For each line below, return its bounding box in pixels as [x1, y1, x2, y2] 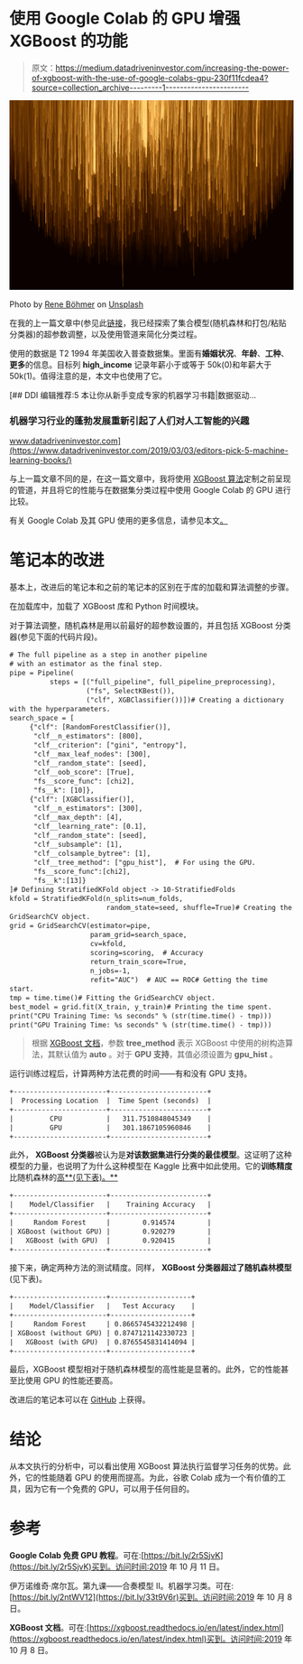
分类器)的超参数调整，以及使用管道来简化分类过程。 [9, 329, 203, 339]
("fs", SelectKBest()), [86, 686, 176, 695]
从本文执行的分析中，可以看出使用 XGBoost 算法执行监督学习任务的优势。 [9, 1460, 284, 1472]
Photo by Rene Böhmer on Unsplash [9, 299, 144, 310]
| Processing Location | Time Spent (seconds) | [9, 1096, 212, 1105]
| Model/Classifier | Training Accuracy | [9, 1200, 212, 1209]
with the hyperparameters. [9, 704, 111, 713]
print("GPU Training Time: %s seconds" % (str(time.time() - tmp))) [9, 1020, 272, 1029]
